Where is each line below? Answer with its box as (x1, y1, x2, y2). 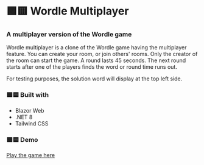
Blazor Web (15, 107, 44, 114)
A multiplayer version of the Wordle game (6, 30, 132, 39)
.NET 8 (15, 113, 33, 121)
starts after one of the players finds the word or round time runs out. (6, 63, 178, 71)
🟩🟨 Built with (6, 91, 49, 99)
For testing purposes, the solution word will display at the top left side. (6, 75, 183, 82)
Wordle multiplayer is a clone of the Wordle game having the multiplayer (6, 44, 187, 51)
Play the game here (6, 152, 55, 159)
